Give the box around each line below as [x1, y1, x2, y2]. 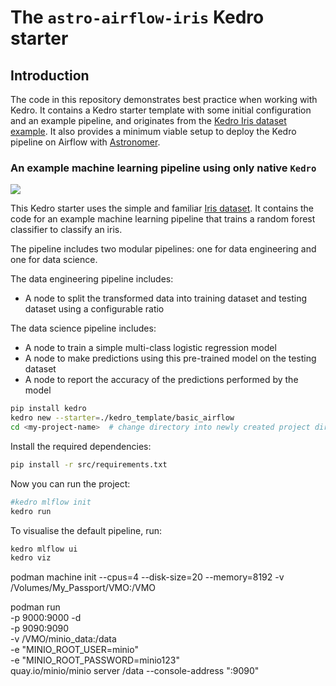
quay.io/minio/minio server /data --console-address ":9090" [10, 665, 260, 677]
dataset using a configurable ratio [24, 303, 165, 315]
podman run [10, 601, 61, 613]
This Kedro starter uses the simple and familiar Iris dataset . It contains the [10, 202, 314, 215]
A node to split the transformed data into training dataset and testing [24, 292, 308, 305]
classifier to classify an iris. [10, 224, 123, 236]
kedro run [10, 506, 52, 516]
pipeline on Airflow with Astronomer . [10, 136, 161, 148]
